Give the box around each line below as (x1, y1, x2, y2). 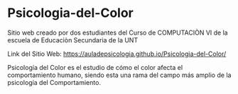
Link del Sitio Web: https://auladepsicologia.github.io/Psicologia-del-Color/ (7, 49, 227, 58)
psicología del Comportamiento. (7, 78, 102, 86)
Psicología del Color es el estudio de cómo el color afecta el (7, 63, 183, 71)
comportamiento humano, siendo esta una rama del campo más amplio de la (7, 71, 232, 79)
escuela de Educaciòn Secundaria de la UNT (7, 35, 139, 44)
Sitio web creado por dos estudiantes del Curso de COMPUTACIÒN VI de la (7, 28, 229, 37)
